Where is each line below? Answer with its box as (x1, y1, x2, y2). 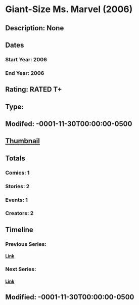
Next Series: (5, 266, 36, 273)
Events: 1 (5, 196, 28, 203)
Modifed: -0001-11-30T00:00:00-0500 (5, 119, 132, 128)
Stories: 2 (5, 183, 30, 190)
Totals (5, 154, 25, 162)
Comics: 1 (5, 169, 30, 176)
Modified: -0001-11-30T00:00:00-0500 (5, 293, 134, 301)
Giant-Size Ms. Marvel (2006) (5, 4, 133, 15)
